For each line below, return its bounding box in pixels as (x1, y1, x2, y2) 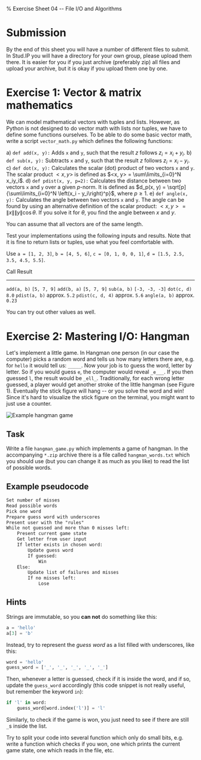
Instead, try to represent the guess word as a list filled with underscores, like (6, 641, 194, 648)
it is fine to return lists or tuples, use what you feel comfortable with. (6, 239, 175, 246)
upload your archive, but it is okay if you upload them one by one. (6, 65, 168, 72)
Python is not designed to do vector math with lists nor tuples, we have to (6, 124, 187, 132)
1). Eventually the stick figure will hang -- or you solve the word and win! (6, 387, 184, 394)
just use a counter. (6, 400, 52, 408)
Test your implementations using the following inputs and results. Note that (6, 232, 191, 239)
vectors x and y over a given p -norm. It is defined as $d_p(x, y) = (6, 184, 166, 191)
